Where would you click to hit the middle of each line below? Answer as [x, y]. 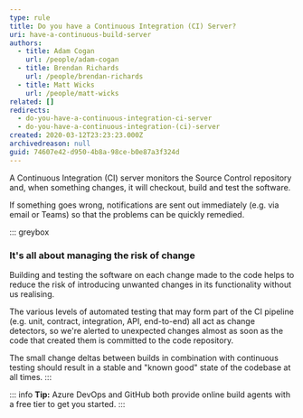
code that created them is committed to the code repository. [121, 340]
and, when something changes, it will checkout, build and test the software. [150, 187]
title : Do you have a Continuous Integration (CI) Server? [123, 26]
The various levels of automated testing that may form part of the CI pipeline [151, 311]
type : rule [30, 18]
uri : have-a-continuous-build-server [80, 34]
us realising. [32, 293]
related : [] [32, 102]
